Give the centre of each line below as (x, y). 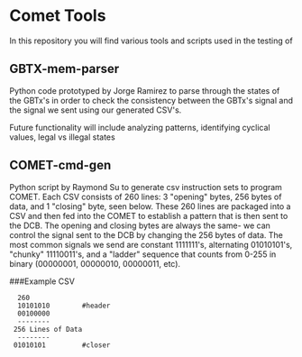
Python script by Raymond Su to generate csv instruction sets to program (146, 187)
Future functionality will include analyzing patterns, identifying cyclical (140, 127)
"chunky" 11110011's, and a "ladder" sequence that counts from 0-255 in (143, 254)
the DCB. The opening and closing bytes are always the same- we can (140, 225)
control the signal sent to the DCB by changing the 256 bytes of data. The (146, 234)
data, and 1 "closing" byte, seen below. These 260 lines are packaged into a (150, 206)
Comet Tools (58, 16)
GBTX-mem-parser (64, 69)
